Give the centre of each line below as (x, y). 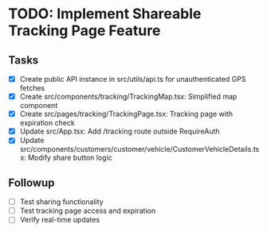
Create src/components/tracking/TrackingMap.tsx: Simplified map (128, 97)
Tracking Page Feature (84, 31)
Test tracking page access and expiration (88, 211)
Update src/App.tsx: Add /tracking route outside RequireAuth (120, 131)
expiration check (47, 123)
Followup (31, 182)
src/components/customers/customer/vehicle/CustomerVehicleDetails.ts (139, 149)
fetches (32, 88)
